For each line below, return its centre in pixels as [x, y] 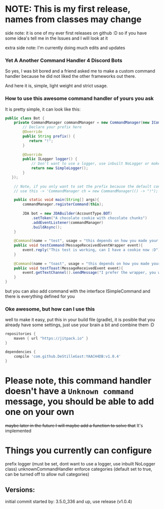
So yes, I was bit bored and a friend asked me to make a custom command [80, 71]
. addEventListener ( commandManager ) [67, 222]
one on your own [40, 412]
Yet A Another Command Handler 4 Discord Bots [64, 60]
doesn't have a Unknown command [69, 391]
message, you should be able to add [80, 401]
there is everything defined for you [40, 296]
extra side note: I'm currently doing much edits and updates [65, 48]
